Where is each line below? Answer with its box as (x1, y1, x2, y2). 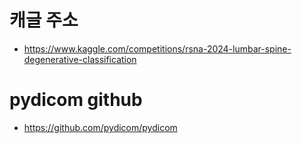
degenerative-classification (23, 53, 137, 65)
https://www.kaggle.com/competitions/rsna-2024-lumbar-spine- (23, 42, 292, 55)
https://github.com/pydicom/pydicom (23, 121, 178, 133)
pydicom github (9, 89, 143, 111)
